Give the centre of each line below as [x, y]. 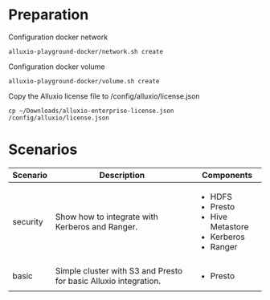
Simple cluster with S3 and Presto [119, 270]
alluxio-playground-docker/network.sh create [86, 51]
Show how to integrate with [106, 217]
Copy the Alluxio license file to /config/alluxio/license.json [104, 96]
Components [227, 175]
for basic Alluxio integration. [108, 281]
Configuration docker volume [57, 67]
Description [122, 175]
